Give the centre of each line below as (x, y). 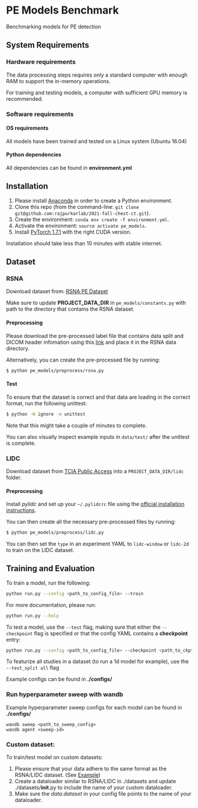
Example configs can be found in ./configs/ (59, 679)
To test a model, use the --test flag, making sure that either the (83, 627)
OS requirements (27, 128)
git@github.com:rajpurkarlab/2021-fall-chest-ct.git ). (82, 213)
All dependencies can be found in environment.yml (69, 167)
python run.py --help (33, 616)
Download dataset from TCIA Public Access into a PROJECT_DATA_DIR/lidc (95, 471)
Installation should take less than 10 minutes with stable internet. (84, 243)
